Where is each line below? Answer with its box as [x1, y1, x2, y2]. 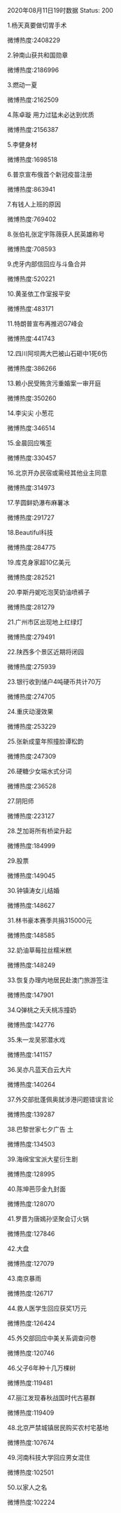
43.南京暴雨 [7, 1274, 42, 1283]
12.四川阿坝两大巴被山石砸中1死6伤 [7, 350, 108, 357]
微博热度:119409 [7, 1408, 55, 1417]
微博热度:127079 [7, 1260, 55, 1267]
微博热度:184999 [7, 842, 56, 850]
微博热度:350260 [7, 394, 57, 402]
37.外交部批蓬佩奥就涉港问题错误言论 [7, 1095, 114, 1104]
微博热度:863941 [7, 185, 56, 193]
